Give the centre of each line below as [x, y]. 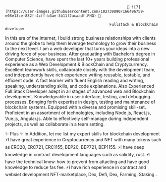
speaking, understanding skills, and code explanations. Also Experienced [80, 86]
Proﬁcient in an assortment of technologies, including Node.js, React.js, [78, 113]
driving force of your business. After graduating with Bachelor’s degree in [80, 54]
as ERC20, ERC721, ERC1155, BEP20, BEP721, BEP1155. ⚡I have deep [75, 147]
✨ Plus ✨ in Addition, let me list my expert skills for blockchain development [83, 134]
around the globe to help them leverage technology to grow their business [81, 43]
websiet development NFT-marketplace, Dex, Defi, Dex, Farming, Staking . [81, 174]
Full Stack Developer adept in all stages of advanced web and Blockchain [80, 91]
